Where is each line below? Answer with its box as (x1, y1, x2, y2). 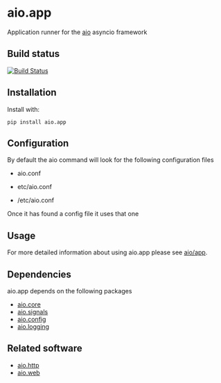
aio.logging (17, 323, 50, 331)
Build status (7, 48, 60, 60)
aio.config (17, 315, 46, 323)
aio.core (17, 300, 42, 309)
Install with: (7, 105, 40, 113)
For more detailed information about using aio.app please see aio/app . (7, 248, 208, 256)
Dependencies (7, 268, 71, 280)
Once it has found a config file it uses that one (7, 210, 139, 218)
